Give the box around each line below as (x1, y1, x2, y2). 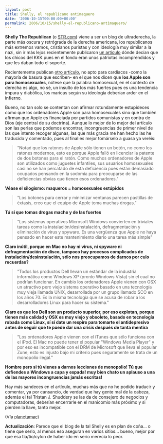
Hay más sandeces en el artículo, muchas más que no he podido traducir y (5, 384, 155, 390)
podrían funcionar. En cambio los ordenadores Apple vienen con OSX (17, 279, 157, 285)
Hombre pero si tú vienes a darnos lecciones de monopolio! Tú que (5, 364, 143, 370)
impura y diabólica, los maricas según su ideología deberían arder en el (5, 90, 148, 96)
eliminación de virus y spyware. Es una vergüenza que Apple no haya (17, 229, 157, 235)
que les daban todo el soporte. (5, 60, 67, 66)
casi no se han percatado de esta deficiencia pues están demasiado (17, 166, 154, 172)
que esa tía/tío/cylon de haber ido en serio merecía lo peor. (5, 434, 124, 440)
